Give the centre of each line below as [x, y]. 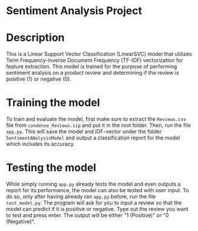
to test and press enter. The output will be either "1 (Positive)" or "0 [88, 215]
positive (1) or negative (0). [39, 79]
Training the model [53, 103]
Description [35, 38]
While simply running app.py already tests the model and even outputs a [93, 184]
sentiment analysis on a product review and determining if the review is [93, 73]
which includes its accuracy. [41, 144]
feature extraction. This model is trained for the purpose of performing [92, 66]
